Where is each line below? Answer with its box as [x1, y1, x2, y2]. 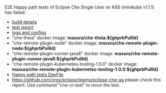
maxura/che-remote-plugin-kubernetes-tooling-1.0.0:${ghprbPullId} [11, 66, 159, 72]
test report [11, 24, 34, 30]
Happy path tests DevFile [11, 72, 64, 77]
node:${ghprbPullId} [11, 46, 56, 51]
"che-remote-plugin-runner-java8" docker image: [11, 50, 114, 56]
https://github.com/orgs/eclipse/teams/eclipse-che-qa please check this [11, 77, 161, 83]
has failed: [4, 9, 26, 15]
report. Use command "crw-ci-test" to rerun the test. [11, 82, 120, 88]
